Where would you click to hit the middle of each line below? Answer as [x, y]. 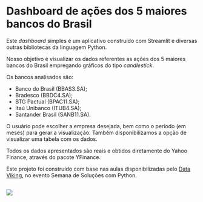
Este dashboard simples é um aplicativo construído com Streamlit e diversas [102, 41]
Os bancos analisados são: [40, 77]
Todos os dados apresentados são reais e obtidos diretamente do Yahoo [97, 151]
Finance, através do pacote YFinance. [54, 157]
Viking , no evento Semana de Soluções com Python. [72, 175]
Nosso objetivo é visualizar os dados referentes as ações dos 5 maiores [96, 59]
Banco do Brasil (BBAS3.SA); [51, 88]
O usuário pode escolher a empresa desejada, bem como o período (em [96, 126]
